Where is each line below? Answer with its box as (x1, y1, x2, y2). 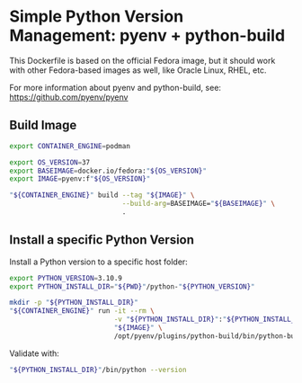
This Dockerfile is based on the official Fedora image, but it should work (9, 55, 276, 66)
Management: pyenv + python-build (9, 25, 286, 46)
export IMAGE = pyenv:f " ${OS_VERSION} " (9, 174, 151, 183)
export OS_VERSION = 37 (9, 157, 91, 167)
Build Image (9, 118, 77, 133)
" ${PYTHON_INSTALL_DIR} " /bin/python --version (9, 365, 187, 374)
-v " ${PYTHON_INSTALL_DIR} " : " (113, 315, 227, 325)
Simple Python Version (9, 6, 184, 27)
